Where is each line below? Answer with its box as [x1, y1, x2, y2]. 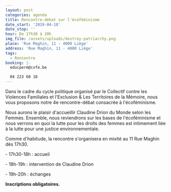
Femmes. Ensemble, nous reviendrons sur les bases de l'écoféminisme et [5, 115, 161, 121]
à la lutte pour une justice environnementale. [5, 126, 100, 132]
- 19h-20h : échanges [5, 171, 51, 177]
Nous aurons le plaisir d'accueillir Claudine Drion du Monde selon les [5, 109, 151, 115]
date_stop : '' [5, 27, 36, 32]
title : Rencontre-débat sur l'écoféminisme [5, 17, 100, 22]
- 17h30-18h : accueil [5, 151, 50, 157]
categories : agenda [5, 12, 47, 18]
